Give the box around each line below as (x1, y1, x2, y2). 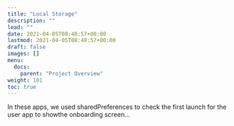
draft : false (7, 43, 46, 51)
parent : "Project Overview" (20, 70, 103, 77)
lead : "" (7, 23, 33, 31)
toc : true (7, 83, 37, 90)
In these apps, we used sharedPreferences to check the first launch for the (7, 103, 227, 111)
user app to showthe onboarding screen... (7, 110, 130, 119)
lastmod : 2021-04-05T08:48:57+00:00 (7, 37, 116, 44)
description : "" (7, 17, 55, 24)
